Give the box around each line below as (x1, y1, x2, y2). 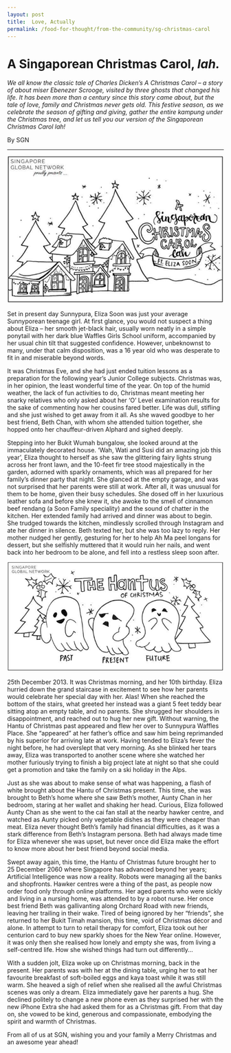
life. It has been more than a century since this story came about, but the (7, 93, 214, 102)
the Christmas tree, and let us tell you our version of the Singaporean (7, 115, 203, 124)
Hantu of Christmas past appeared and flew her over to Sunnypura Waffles (7, 722, 219, 730)
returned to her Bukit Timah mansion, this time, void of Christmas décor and (7, 916, 222, 924)
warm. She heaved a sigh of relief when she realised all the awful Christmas (7, 980, 222, 989)
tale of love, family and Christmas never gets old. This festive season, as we (7, 100, 224, 109)
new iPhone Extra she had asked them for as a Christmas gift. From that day (7, 1002, 223, 1010)
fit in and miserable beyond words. (7, 354, 105, 362)
